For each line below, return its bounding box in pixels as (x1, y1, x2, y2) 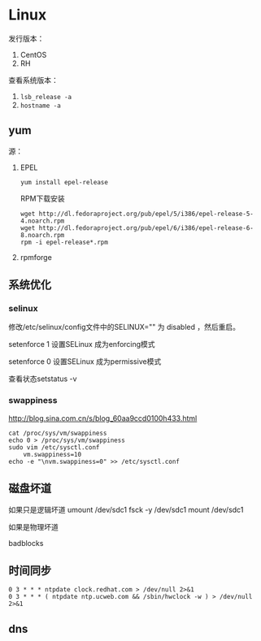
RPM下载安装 (20, 193, 65, 203)
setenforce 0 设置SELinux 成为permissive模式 (8, 357, 162, 366)
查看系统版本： (8, 75, 59, 84)
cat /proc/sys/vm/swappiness (8, 429, 107, 437)
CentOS (20, 50, 47, 59)
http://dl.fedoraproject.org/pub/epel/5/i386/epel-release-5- (38, 210, 254, 218)
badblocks (8, 538, 44, 548)
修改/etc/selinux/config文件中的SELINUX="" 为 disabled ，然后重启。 (8, 323, 240, 332)
